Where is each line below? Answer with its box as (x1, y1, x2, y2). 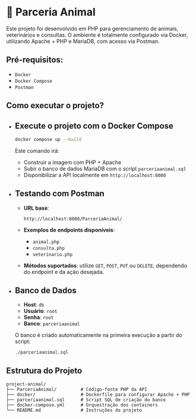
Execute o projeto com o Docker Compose (14, 121, 174, 131)
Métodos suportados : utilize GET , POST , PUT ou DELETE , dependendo (23, 262, 188, 269)
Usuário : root (23, 307, 58, 314)
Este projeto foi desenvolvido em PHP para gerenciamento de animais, (6, 25, 179, 32)
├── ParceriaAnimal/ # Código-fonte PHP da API (6, 386, 147, 393)
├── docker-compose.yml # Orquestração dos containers (6, 402, 159, 408)
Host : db (23, 301, 45, 308)
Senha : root (23, 314, 54, 321)
